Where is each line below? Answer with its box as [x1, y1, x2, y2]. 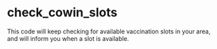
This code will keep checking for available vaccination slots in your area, [7, 27, 211, 35]
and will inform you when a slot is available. [7, 34, 130, 42]
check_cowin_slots [7, 5, 118, 20]
